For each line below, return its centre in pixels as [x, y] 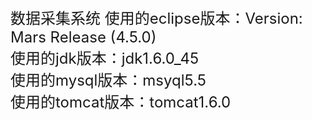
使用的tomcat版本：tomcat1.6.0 [121, 102]
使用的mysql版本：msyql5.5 [108, 80]
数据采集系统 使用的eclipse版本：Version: [156, 18]
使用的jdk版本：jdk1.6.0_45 [105, 58]
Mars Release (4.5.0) [83, 37]
